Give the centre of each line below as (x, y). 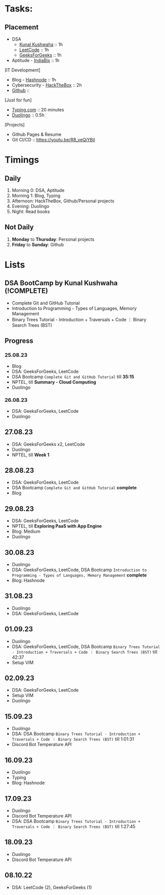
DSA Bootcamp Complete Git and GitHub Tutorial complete (74, 488)
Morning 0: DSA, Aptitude (38, 190)
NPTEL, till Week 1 (31, 455)
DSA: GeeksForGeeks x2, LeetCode (48, 444)
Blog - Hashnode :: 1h (34, 80)
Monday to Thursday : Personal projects (53, 239)
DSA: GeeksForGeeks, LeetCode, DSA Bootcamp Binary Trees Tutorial (86, 646)
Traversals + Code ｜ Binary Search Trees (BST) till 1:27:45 (74, 826)
